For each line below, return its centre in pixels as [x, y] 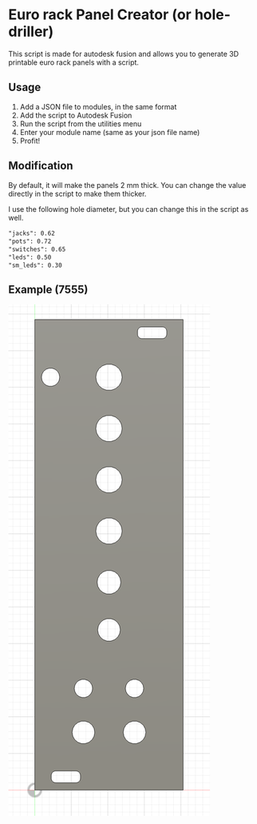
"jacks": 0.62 [32, 233]
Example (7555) [48, 289]
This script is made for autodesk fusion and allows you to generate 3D [124, 54]
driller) [31, 32]
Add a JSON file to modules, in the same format [98, 106]
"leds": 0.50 [30, 257]
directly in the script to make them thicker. [77, 193]
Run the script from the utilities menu [81, 123]
